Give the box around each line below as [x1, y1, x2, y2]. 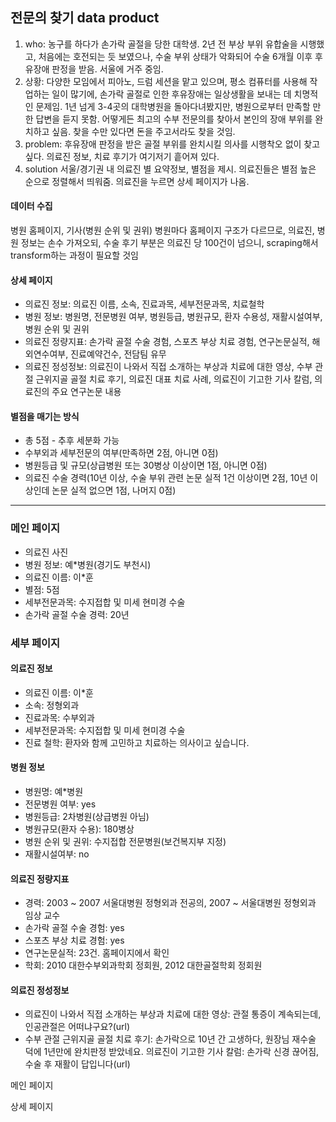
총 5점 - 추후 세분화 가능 [24, 434, 120, 447]
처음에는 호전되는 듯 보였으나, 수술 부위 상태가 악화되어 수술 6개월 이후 [38, 50, 313, 62]
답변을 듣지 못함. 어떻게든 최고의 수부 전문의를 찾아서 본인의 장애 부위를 [35, 113, 313, 125]
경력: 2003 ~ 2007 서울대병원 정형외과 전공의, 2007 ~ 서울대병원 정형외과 [24, 897, 317, 909]
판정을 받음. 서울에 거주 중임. [51, 63, 164, 75]
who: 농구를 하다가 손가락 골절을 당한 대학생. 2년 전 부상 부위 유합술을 [24, 38, 298, 50]
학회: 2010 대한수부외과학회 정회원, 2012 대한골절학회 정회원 [24, 959, 263, 972]
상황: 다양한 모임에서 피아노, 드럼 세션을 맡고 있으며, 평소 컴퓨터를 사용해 [24, 75, 308, 87]
